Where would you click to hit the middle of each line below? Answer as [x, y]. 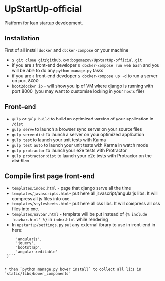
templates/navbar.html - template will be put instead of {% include [79, 214]
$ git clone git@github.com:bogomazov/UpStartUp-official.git [77, 60]
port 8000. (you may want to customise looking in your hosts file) [78, 91]
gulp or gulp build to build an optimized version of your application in [82, 119]
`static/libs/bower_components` [38, 274]
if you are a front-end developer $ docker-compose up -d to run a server [84, 76]
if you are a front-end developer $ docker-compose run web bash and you [85, 65]
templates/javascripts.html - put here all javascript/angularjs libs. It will [85, 193]
